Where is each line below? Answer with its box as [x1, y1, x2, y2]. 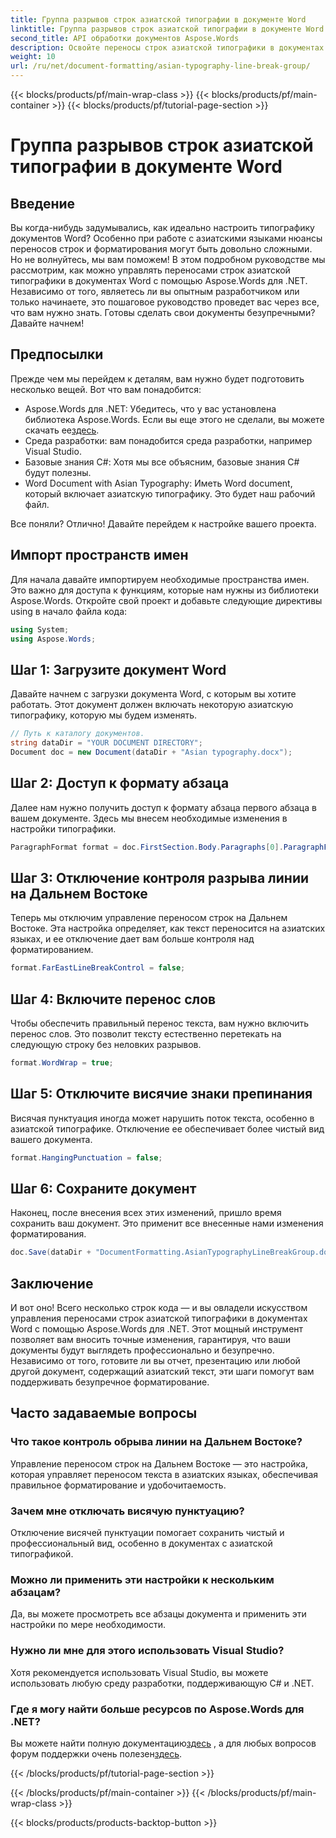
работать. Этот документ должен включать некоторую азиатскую [10, 699, 294, 711]
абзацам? [10, 1585, 62, 1599]
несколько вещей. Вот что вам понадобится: [10, 383, 202, 395]
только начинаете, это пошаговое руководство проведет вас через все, [10, 296, 320, 308]
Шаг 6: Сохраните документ [10, 1180, 197, 1197]
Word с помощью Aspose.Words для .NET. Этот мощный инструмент [10, 1323, 304, 1335]
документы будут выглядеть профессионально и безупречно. [10, 1344, 275, 1356]
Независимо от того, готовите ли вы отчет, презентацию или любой [10, 1355, 301, 1367]
